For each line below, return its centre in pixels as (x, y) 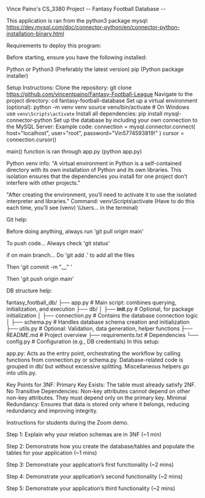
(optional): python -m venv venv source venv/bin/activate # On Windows (98, 107)
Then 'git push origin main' (40, 279)
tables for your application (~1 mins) (52, 453)
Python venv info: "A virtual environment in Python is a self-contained (94, 163)
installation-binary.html (35, 34)
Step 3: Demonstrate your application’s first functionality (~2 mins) (90, 465)
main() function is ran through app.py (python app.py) (74, 151)
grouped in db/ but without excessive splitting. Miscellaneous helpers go (98, 366)
